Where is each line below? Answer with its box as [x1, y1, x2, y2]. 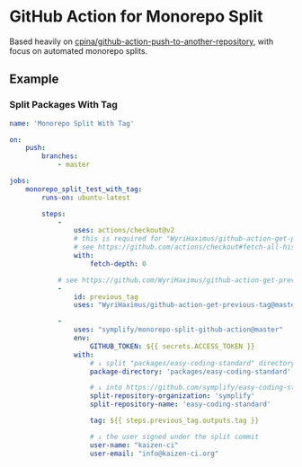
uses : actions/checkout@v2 [73, 226, 175, 235]
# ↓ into [89, 383, 123, 392]
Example [9, 72, 59, 87]
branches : [41, 152, 78, 161]
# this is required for [73, 234, 164, 243]
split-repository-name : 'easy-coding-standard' [89, 400, 271, 410]
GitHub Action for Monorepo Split [9, 6, 263, 27]
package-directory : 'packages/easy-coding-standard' [89, 366, 292, 376]
